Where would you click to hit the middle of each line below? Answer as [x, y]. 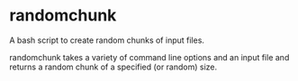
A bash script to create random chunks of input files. [107, 40]
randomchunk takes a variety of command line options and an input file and [149, 57]
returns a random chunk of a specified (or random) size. [113, 67]
